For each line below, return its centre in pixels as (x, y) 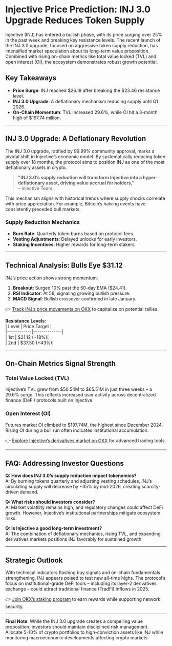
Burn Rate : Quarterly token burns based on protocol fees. (73, 233)
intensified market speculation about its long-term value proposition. (78, 51)
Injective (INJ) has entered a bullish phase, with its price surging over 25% (84, 34)
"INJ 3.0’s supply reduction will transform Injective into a (80, 177)
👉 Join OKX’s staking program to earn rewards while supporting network (83, 599)
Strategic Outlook (34, 560)
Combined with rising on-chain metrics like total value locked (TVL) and (81, 56)
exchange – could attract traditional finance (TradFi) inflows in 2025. (77, 589)
